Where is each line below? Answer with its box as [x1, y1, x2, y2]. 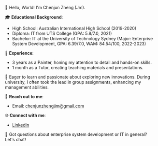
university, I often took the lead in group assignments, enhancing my [5, 79, 142, 85]
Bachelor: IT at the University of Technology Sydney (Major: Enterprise [12, 36, 153, 41]
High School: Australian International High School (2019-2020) [12, 26, 137, 31]
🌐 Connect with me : [5, 113, 46, 118]
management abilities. [5, 85, 49, 90]
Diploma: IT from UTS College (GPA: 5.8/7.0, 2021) [12, 30, 112, 36]
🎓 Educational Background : [5, 15, 63, 20]
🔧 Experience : [5, 50, 34, 56]
